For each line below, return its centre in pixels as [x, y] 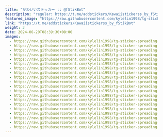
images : [13, 37]
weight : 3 [15, 28]
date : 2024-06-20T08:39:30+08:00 [39, 32]
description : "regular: [29, 14]
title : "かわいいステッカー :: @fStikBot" [45, 9]
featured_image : [21, 18]
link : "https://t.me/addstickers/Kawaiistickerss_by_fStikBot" [70, 23]
